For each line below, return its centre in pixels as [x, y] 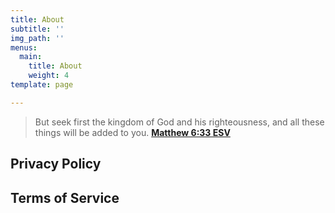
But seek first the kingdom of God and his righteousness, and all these [179, 122]
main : [31, 57]
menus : [24, 47]
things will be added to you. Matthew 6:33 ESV [132, 132]
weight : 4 [49, 76]
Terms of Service [65, 197]
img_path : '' [37, 38]
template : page [42, 85]
